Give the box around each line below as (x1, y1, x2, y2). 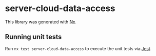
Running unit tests (5, 33, 62, 41)
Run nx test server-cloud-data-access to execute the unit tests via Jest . (5, 45, 152, 51)
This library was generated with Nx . (5, 19, 77, 25)
